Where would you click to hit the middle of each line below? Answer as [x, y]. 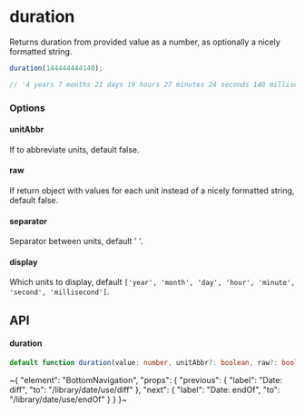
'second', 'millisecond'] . [59, 291]
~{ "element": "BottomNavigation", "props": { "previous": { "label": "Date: [146, 379]
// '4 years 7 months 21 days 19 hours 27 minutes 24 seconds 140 [138, 84]
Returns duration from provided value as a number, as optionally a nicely [145, 42]
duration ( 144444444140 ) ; [56, 68]
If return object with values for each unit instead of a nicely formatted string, [152, 191]
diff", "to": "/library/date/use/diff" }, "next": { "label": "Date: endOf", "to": [145, 389]
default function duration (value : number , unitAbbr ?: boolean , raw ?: [144, 363]
